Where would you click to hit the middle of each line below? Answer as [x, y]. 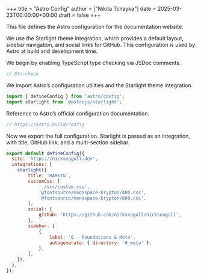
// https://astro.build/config [45, 124]
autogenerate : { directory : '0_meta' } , [100, 243]
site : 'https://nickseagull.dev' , [55, 159]
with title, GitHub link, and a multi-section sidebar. [68, 142]
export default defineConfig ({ [45, 153]
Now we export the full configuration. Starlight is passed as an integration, [98, 136]
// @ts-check [23, 74]
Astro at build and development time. [52, 51]
